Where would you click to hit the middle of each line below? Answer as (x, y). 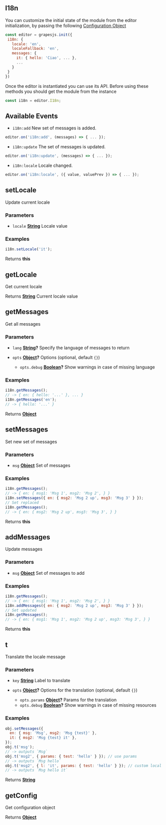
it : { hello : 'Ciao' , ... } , (47, 58)
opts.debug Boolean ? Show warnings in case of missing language (87, 367)
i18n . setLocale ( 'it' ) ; (29, 249)
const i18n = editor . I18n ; (33, 100)
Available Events (32, 116)
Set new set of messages (31, 441)
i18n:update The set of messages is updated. (59, 147)
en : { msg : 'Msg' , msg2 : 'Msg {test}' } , (53, 733)
